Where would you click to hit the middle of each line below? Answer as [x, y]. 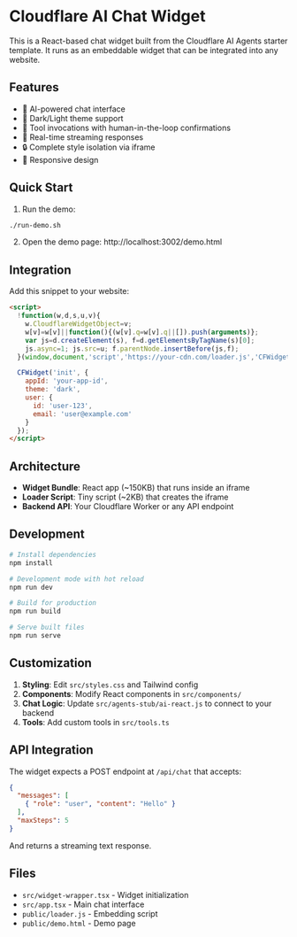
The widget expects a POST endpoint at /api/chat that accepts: [126, 771]
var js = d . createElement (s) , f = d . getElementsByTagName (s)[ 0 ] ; [140, 340]
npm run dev [31, 587]
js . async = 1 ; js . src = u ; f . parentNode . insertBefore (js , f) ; [132, 348]
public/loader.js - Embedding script [90, 913]
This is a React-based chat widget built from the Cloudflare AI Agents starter [148, 41]
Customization [51, 663]
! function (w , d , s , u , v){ [59, 316]
